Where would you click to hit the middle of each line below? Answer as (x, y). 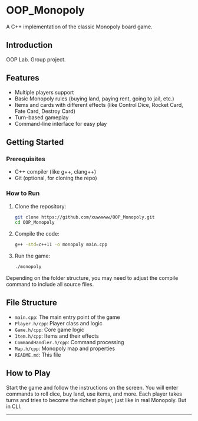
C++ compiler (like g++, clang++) (55, 172)
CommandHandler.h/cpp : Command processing (69, 342)
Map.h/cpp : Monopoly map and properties (65, 348)
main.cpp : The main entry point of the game (67, 317)
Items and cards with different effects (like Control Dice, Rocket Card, (99, 105)
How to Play (29, 373)
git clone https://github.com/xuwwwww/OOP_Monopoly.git (85, 217)
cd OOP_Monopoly (34, 223)
